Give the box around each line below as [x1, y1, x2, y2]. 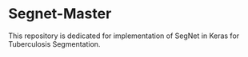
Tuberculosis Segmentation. [8, 39, 101, 48]
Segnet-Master [8, 5, 112, 23]
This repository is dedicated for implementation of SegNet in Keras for [8, 31, 240, 40]
